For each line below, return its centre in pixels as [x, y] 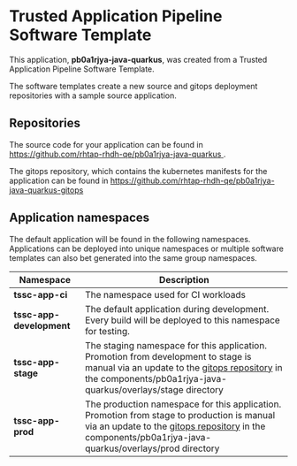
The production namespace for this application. [183, 404]
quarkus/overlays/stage [134, 389]
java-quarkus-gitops [46, 190]
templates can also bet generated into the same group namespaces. [133, 257]
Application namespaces [80, 218]
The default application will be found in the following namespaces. [130, 239]
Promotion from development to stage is [168, 356]
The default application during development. [177, 309]
